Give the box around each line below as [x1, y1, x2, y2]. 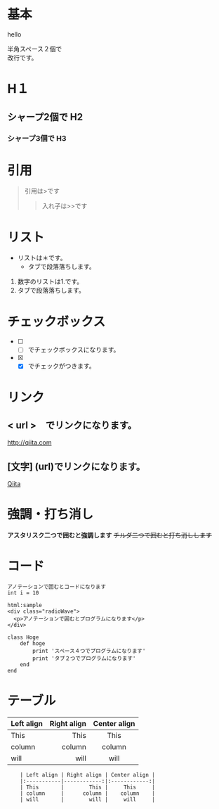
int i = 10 [7, 590, 39, 597]
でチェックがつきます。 [27, 362, 96, 370]
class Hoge [7, 634, 39, 641]
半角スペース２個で [7, 44, 62, 53]
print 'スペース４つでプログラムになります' [32, 648, 146, 655]
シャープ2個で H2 [7, 110, 83, 123]
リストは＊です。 [17, 254, 67, 262]
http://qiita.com [7, 438, 52, 447]
